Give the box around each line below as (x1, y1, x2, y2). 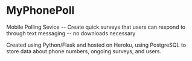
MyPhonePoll (6, 4, 75, 17)
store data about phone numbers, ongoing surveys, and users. (6, 47, 162, 54)
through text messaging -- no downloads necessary (6, 29, 136, 36)
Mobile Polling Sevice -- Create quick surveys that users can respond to (6, 23, 186, 30)
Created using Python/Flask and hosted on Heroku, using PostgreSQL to (6, 41, 186, 48)
